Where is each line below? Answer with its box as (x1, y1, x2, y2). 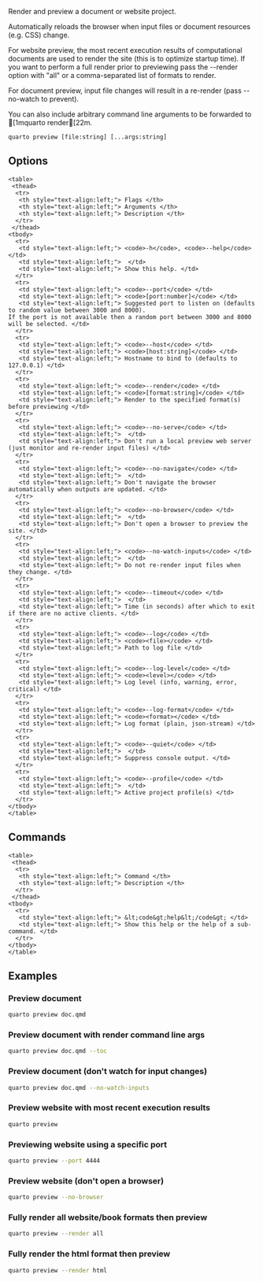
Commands (8, 831, 67, 844)
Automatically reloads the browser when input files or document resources (8, 22, 250, 31)
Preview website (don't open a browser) (8, 1175, 164, 1186)
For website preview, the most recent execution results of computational (8, 46, 243, 54)
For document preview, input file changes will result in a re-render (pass (8, 86, 242, 95)
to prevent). (41, 94, 80, 103)
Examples (8, 969, 57, 983)
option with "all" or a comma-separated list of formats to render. (8, 71, 217, 80)
